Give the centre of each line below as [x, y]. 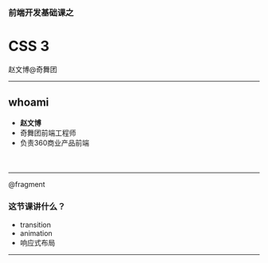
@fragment [27, 185]
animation [36, 233]
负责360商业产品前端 [54, 142]
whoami [29, 103]
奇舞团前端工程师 [48, 133]
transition [35, 225]
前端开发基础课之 [41, 12]
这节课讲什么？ [37, 207]
